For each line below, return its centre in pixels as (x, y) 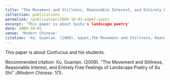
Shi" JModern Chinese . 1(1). (34, 72)
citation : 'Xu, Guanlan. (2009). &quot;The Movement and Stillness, (79, 38)
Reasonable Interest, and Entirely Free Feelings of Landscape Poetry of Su (83, 67)
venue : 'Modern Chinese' (31, 33)
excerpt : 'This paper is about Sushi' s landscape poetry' (68, 24)
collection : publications (32, 15)
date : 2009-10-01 (24, 29)
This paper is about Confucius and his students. (55, 52)
